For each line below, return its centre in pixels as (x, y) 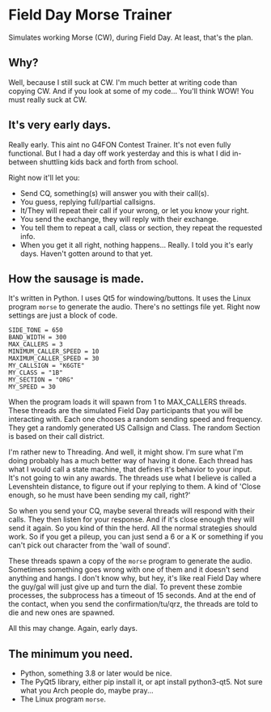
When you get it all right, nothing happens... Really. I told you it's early (136, 245)
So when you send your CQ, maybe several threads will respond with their (131, 511)
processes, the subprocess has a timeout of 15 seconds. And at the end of (132, 595)
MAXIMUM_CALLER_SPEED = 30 (54, 359)
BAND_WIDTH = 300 (38, 338)
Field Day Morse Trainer (90, 15)
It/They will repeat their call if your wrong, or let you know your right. (134, 210)
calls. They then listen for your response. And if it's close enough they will (131, 519)
